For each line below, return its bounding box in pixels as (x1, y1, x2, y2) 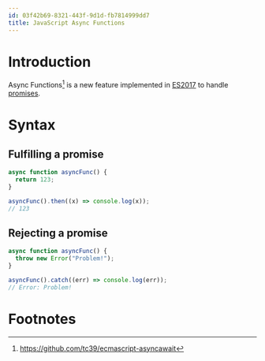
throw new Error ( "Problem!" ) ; (15, 255, 114, 262)
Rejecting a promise (8, 226, 108, 240)
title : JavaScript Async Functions (8, 19, 125, 27)
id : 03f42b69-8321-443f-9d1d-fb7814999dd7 (8, 11, 150, 20)
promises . (8, 88, 41, 99)
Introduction (8, 53, 91, 71)
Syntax (8, 116, 56, 134)
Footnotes (8, 310, 77, 328)
